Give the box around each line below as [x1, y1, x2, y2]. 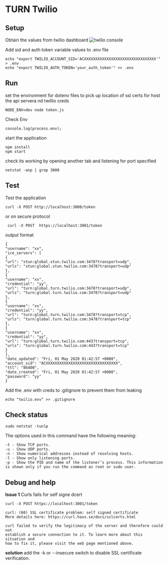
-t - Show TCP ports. [5, 443, 51, 448]
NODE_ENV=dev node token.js [5, 107, 64, 112]
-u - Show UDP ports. [5, 447, 51, 452]
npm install [5, 145, 30, 150]
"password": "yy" [5, 374, 42, 379]
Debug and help [5, 478, 56, 487]
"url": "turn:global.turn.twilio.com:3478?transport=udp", [5, 286, 132, 291]
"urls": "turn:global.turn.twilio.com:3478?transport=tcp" [5, 317, 132, 322]
